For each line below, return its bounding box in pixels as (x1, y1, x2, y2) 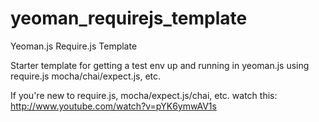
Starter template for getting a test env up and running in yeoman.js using (10, 59, 310, 71)
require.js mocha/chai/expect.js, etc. (10, 70, 162, 82)
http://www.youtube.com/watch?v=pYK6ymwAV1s (10, 100, 217, 112)
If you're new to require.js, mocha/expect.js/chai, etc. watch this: (10, 89, 278, 101)
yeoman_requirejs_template (10, 7, 248, 30)
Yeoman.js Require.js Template (10, 40, 138, 52)
